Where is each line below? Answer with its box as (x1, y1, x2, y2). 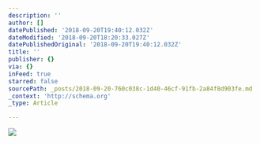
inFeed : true (8, 70, 51, 78)
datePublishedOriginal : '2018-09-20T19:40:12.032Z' (8, 41, 182, 49)
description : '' (8, 11, 62, 20)
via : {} (8, 63, 34, 71)
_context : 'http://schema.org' (8, 92, 111, 100)
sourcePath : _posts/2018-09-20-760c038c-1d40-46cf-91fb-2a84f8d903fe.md (8, 84, 253, 93)
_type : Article (8, 99, 58, 107)
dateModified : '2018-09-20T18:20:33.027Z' (8, 33, 150, 42)
